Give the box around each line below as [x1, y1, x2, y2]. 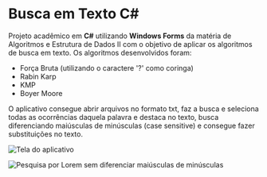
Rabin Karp [19, 71, 57, 81]
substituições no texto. [8, 129, 84, 139]
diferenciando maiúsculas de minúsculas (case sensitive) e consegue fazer [8, 121, 255, 130]
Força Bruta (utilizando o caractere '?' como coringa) [19, 63, 194, 72]
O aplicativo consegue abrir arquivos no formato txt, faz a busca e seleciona [8, 104, 259, 114]
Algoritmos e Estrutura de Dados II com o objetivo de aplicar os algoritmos [8, 39, 253, 48]
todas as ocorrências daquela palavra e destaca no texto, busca [8, 112, 219, 121]
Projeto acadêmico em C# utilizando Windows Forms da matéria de [8, 31, 232, 40]
